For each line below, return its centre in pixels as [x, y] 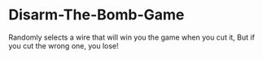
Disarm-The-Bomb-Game [96, 15]
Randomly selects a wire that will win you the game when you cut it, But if [131, 37]
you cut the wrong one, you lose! [64, 45]
